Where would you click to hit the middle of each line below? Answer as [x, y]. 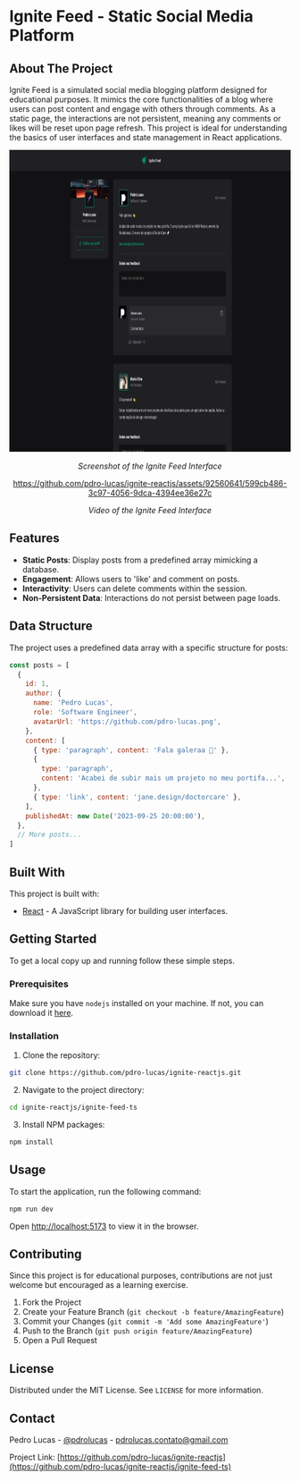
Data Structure [51, 626]
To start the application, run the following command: [105, 1191]
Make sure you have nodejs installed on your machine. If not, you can [137, 1003]
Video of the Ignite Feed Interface [150, 510]
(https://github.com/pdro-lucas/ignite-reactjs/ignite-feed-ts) [121, 1467]
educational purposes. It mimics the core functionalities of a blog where [142, 99]
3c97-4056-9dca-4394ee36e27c [150, 493]
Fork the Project [52, 1302]
